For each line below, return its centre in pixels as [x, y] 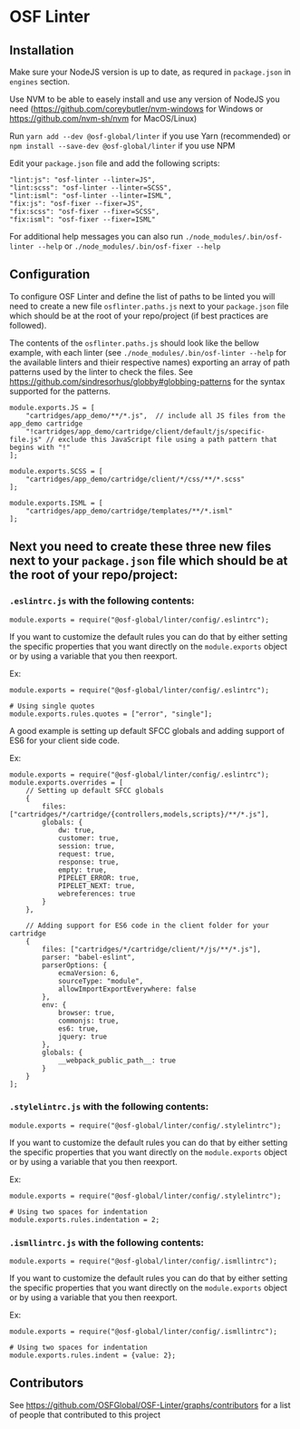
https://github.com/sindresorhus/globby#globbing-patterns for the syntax [147, 381]
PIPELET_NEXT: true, [97, 886]
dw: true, [76, 830]
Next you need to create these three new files [140, 547]
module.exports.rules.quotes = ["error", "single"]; [111, 714]
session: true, [87, 846]
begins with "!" [40, 447]
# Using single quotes [52, 706]
